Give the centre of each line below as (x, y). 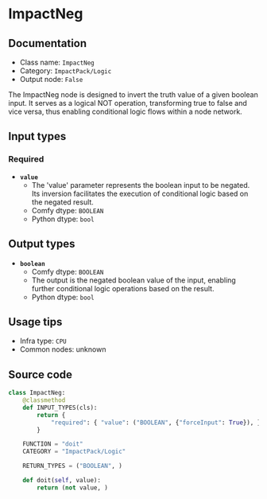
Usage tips (35, 322)
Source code (41, 374)
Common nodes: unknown (63, 349)
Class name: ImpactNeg (57, 62)
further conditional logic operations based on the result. (123, 288)
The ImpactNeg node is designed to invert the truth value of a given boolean (133, 95)
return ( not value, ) (73, 487)
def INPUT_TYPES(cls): (60, 407)
